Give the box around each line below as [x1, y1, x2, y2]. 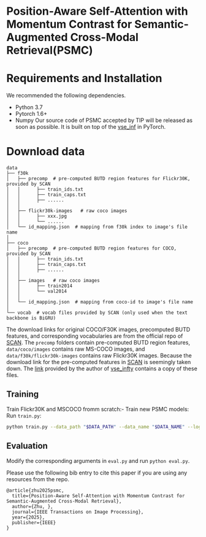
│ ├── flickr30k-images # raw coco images [6, 208, 128, 214]
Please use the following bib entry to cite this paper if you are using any [6, 469, 188, 476]
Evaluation [6, 441, 48, 451]
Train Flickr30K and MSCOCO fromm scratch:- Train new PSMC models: [6, 405, 189, 413]
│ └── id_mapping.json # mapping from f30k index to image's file [6, 224, 188, 230]
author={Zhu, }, [12, 503, 53, 509]
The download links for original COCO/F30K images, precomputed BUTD [6, 326, 191, 333]
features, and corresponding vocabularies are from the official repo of [6, 332, 183, 340]
